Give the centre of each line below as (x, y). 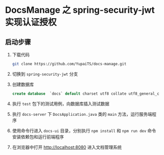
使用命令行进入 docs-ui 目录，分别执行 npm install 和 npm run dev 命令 (84, 130)
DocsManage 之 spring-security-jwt (80, 10)
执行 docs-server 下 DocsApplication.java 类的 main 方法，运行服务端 (82, 114)
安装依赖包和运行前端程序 (38, 137)
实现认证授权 (31, 22)
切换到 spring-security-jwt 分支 (45, 74)
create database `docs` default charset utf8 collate (69, 94)
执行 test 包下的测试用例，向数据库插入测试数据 (61, 103)
